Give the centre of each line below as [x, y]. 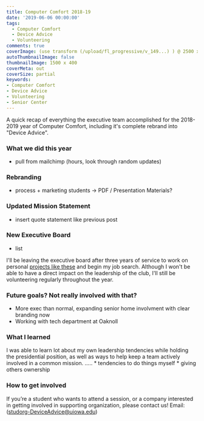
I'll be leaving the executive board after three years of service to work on [97, 260]
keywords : [19, 80]
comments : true [25, 46]
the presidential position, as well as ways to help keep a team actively [93, 357]
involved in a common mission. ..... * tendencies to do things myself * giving [101, 363]
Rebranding [24, 177]
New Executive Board [39, 235]
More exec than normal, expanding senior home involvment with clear [102, 309]
